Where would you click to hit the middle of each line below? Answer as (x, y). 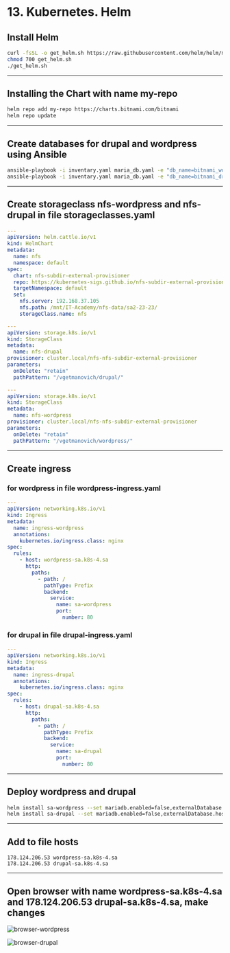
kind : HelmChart (30, 244)
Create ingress (39, 469)
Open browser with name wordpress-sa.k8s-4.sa (115, 891)
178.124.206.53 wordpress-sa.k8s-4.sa (62, 858)
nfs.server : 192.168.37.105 (59, 301)
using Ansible (37, 154)
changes (26, 913)
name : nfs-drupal (38, 352)
